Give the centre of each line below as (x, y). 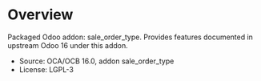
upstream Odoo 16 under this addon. (68, 45)
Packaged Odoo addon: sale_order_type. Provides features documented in (130, 37)
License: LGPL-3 (46, 69)
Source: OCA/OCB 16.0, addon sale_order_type (96, 61)
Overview (40, 15)
